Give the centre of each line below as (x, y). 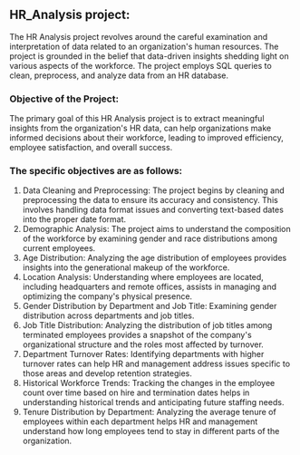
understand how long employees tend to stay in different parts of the (151, 431)
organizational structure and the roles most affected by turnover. (143, 344)
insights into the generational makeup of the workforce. (126, 267)
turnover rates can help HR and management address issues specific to (156, 364)
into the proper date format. (74, 219)
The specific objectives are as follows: (96, 171)
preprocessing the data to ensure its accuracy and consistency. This (150, 200)
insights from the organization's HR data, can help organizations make (140, 128)
